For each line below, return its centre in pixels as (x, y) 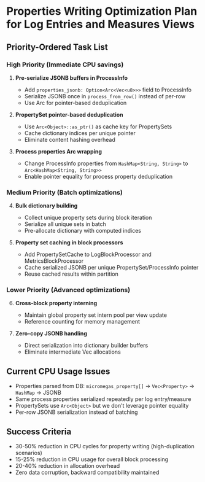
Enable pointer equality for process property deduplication (99, 176)
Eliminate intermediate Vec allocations (72, 352)
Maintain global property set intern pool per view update (96, 315)
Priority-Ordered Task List (57, 47)
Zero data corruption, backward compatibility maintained (87, 472)
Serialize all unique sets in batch (65, 224)
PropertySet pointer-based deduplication (69, 114)
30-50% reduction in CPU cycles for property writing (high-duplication (105, 446)
